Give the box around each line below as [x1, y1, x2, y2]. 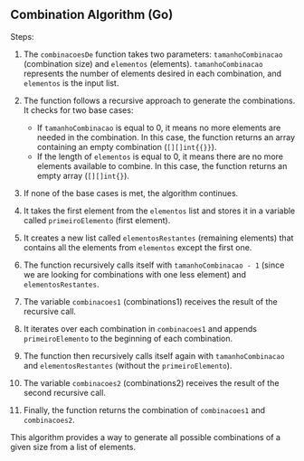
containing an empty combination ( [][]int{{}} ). [36, 141, 217, 152]
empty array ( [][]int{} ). [36, 170, 130, 181]
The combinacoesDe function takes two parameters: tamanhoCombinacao [23, 49, 283, 60]
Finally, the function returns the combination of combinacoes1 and [23, 404, 266, 415]
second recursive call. [23, 387, 107, 398]
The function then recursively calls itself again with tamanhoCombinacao [23, 350, 285, 361]
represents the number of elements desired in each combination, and [23, 68, 282, 79]
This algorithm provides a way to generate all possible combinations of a [10, 431, 281, 442]
